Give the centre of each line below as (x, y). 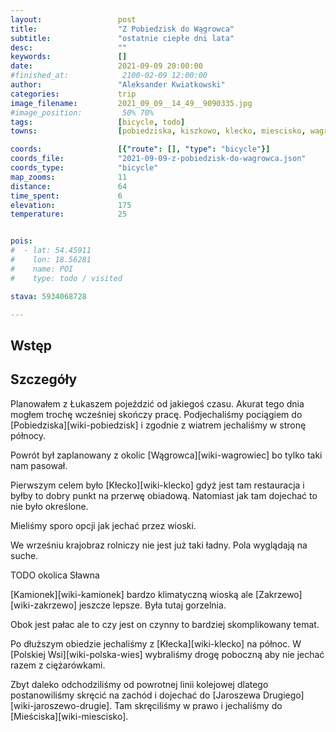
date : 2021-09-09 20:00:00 (106, 66)
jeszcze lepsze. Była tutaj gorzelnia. (152, 605)
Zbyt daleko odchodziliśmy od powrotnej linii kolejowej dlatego (139, 684)
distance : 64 (69, 186)
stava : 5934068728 (48, 296)
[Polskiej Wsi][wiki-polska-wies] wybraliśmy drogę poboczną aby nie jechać (167, 654)
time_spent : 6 (66, 196)
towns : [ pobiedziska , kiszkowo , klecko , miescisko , (158, 131)
